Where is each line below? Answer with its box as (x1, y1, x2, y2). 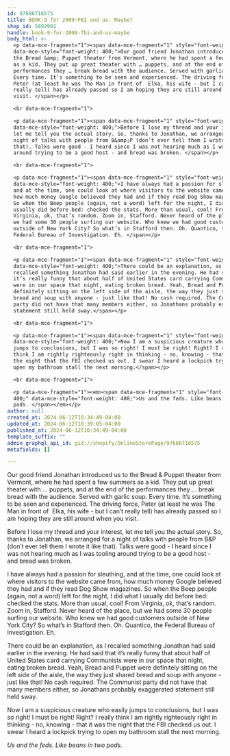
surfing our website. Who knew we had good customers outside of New (7, 614, 210, 622)
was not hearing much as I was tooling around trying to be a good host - (7, 550, 211, 558)
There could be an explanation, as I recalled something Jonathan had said (7, 642, 216, 650)
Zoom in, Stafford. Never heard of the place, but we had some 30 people (7, 607, 212, 615)
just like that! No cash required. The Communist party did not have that (7, 678, 207, 686)
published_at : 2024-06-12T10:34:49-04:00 (7, 426, 127, 434)
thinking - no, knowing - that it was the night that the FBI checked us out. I (7, 720, 216, 729)
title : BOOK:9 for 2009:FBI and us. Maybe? (7, 16, 133, 23)
